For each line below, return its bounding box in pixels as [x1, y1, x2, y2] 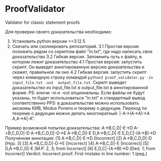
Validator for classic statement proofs [5, 19, 80, 25]
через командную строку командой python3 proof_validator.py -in [12, 74, 153, 80]
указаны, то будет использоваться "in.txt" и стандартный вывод [12, 95, 145, 100]
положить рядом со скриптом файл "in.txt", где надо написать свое [12, 48, 153, 54]
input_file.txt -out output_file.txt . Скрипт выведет [12, 79, 127, 85]
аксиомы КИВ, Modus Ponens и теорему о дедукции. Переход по [12, 105, 147, 111]
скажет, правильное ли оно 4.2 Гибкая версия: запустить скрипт [12, 69, 147, 75]
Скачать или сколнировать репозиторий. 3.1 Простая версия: [12, 43, 140, 49]
